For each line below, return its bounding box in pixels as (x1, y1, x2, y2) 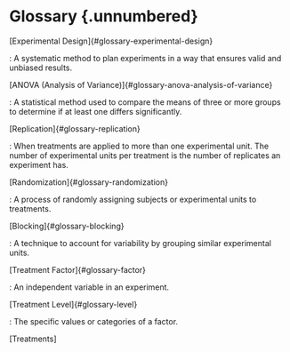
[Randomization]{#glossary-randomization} (9, 176, 169, 188)
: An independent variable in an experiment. (9, 282, 170, 292)
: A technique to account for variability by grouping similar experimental (9, 237, 271, 248)
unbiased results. (9, 62, 73, 73)
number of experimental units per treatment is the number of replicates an (9, 149, 281, 161)
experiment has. (9, 159, 68, 170)
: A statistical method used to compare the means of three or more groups (9, 96, 282, 108)
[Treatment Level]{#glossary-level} (9, 299, 138, 309)
